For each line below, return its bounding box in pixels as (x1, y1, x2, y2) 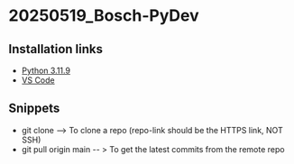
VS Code (21, 75, 55, 86)
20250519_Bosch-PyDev (8, 5, 199, 26)
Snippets (8, 101, 60, 116)
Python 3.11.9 (21, 65, 71, 76)
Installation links (8, 41, 103, 57)
